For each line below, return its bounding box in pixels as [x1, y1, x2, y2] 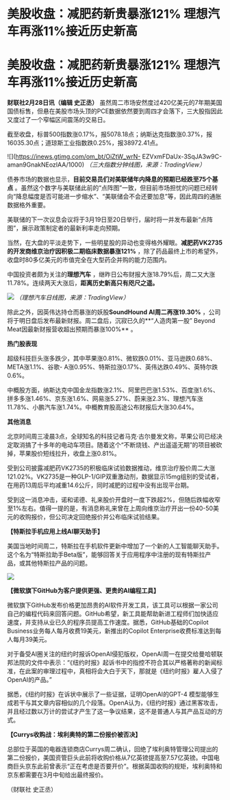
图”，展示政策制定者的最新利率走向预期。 [7, 224, 125, 232]
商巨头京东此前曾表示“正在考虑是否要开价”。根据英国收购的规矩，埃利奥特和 [7, 762, 222, 771]
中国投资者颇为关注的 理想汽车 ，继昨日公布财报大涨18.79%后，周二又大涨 [7, 270, 216, 278]
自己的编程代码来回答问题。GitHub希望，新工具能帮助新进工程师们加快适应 [7, 609, 219, 618]
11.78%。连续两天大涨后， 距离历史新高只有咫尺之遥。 [7, 279, 159, 287]
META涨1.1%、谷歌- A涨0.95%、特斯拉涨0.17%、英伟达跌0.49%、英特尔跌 [7, 363, 218, 371]
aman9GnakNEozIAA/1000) [7, 160, 84, 169]
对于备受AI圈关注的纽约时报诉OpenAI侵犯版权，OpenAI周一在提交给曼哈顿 [7, 650, 217, 658]
